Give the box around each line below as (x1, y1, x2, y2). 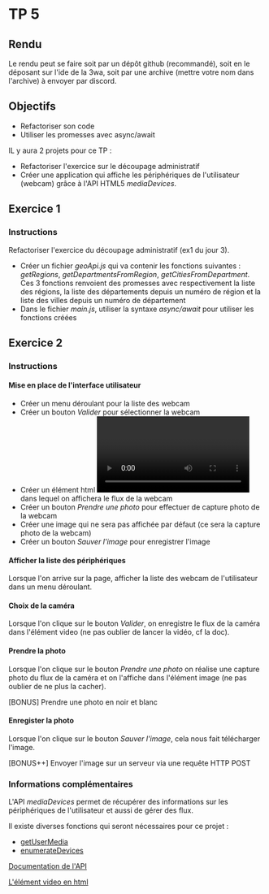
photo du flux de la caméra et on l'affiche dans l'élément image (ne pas (8, 672, 247, 683)
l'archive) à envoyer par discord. (8, 76, 117, 85)
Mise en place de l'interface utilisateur (8, 380, 141, 390)
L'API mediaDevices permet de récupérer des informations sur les (8, 797, 229, 807)
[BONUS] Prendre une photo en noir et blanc (8, 697, 158, 707)
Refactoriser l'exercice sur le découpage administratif (20, 161, 201, 171)
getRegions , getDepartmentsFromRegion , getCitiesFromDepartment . (20, 269, 250, 279)
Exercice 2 (8, 336, 63, 349)
